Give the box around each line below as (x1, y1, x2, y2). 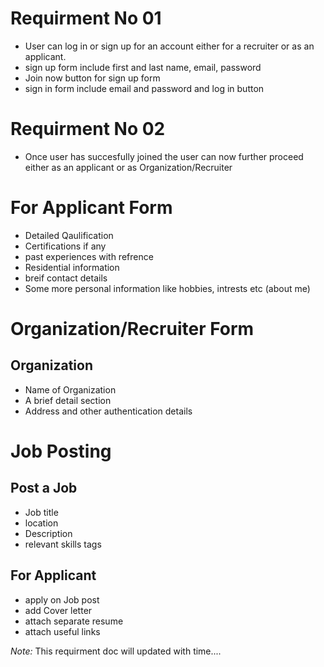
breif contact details (24, 272, 108, 284)
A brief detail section (24, 394, 112, 406)
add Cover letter (24, 604, 93, 616)
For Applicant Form (10, 197, 173, 219)
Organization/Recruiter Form (10, 318, 255, 340)
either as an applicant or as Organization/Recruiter (24, 161, 233, 173)
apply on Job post (24, 593, 100, 606)
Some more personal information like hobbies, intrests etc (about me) (24, 282, 311, 294)
